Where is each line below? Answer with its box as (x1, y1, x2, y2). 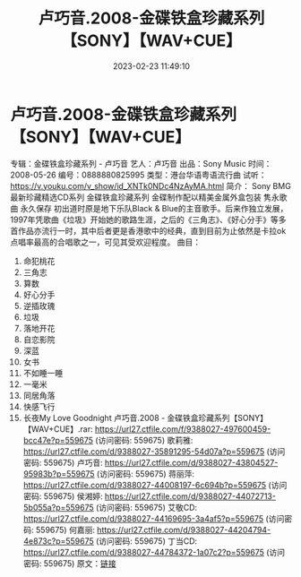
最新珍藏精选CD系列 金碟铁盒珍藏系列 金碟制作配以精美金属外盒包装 (10, 192, 262, 202)
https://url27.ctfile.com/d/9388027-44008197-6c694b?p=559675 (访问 (22, 479, 288, 490)
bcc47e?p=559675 (22, 435, 93, 445)
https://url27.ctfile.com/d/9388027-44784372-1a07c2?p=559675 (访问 (22, 547, 286, 557)
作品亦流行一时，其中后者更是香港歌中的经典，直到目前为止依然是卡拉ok (17, 225, 287, 236)
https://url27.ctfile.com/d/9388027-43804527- (104, 457, 279, 468)
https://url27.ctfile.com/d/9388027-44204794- (96, 524, 271, 535)
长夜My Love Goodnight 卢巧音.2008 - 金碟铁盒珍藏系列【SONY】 (22, 412, 268, 423)
